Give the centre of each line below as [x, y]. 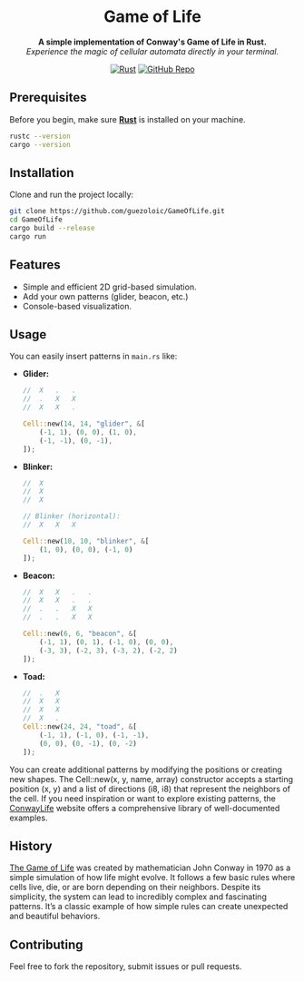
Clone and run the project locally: [72, 195]
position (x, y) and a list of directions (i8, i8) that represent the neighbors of [150, 789]
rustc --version [40, 136]
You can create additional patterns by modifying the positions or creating [146, 770]
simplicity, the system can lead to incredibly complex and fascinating [138, 897]
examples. [29, 818]
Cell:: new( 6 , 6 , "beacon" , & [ [80, 634]
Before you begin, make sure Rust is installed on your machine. [128, 119]
